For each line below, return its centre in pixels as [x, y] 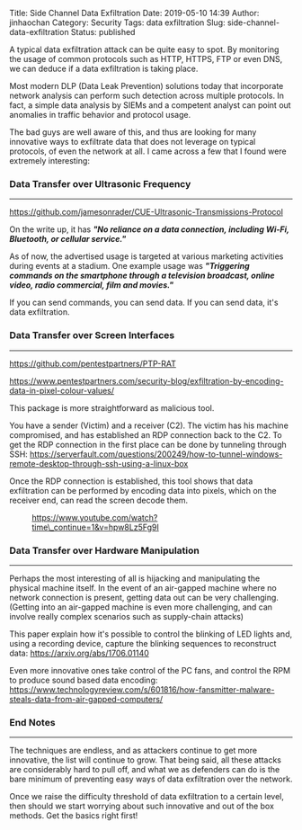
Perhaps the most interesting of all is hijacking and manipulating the [135, 578]
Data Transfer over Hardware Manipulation [104, 550]
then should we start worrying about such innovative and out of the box [142, 806]
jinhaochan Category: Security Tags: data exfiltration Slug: [118, 22]
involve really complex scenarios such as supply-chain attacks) [127, 616]
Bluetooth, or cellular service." [68, 239]
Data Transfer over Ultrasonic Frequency [100, 183]
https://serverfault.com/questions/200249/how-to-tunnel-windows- [156, 454]
